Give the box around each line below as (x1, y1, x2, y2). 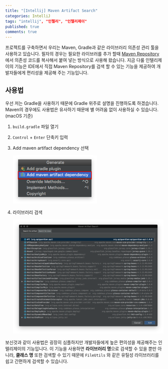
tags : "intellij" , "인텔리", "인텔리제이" (5, 19, 87, 24)
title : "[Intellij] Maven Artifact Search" (5, 8, 98, 13)
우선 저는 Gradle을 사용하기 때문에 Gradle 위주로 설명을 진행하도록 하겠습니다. (5, 100, 159, 106)
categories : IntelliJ (5, 13, 51, 19)
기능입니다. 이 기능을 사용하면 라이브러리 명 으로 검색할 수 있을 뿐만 (27, 345, 157, 351)
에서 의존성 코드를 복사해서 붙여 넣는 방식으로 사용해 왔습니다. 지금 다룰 (5, 57, 145, 63)
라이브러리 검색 (12, 209, 43, 215)
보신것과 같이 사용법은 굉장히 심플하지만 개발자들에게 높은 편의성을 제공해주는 (5, 339, 157, 345)
